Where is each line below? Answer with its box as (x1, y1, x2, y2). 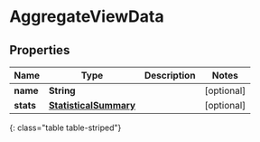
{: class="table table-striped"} (9, 122, 122, 133)
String (48, 84, 76, 97)
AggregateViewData (9, 6, 164, 27)
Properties (9, 43, 70, 58)
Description (144, 70, 196, 81)
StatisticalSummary (48, 99, 136, 111)
